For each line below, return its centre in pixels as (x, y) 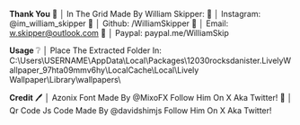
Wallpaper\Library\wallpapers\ (65, 80)
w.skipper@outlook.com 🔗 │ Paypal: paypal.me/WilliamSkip (119, 33)
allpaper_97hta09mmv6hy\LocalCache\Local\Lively (104, 70)
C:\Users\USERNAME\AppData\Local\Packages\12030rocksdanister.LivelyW (150, 60)
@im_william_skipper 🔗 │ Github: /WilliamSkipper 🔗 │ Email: (119, 23)
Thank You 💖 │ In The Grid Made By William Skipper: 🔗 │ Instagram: (135, 14)
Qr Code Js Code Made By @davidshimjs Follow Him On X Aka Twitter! (141, 111)
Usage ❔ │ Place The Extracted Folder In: (85, 50)
